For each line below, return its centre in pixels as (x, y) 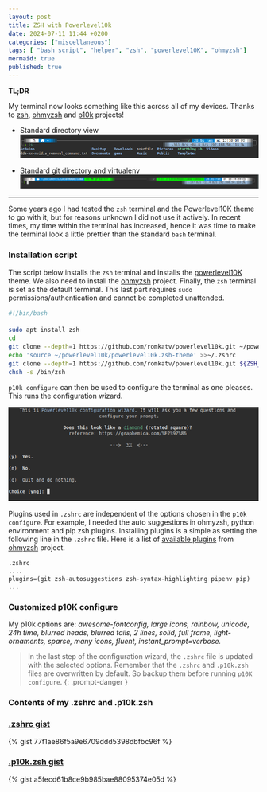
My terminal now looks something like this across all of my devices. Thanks (132, 106)
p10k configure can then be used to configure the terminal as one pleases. (130, 387)
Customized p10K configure (63, 607)
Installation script (43, 255)
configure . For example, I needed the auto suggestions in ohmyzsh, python (131, 522)
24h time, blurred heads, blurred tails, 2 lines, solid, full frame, (110, 633)
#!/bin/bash (28, 313)
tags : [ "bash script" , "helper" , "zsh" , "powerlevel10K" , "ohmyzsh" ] (128, 51)
